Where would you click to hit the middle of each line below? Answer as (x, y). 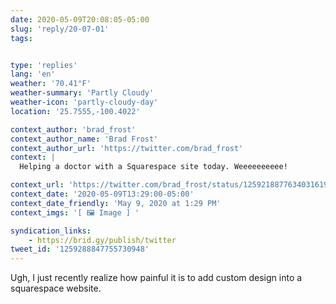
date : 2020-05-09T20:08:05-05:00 (80, 19)
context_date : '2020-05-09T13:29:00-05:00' (102, 194)
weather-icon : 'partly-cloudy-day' (84, 102)
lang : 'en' (33, 74)
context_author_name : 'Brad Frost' (84, 139)
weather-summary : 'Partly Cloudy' (82, 93)
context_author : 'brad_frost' (73, 129)
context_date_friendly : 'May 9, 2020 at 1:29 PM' (116, 203)
